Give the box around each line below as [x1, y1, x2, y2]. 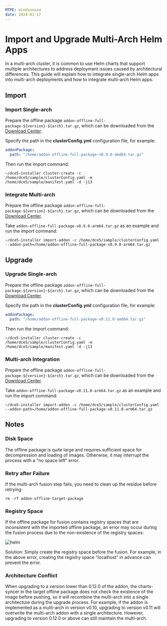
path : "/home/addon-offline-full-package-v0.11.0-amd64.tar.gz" [9, 316, 146, 321]
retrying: [5, 486, 23, 492]
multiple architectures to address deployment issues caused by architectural [5, 66, 163, 72]
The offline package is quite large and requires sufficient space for [5, 446, 142, 452]
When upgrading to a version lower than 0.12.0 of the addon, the [5, 583, 137, 589]
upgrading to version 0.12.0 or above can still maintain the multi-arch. [5, 615, 148, 621]
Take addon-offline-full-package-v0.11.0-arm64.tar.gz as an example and [5, 387, 161, 393]
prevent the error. [5, 559, 41, 565]
